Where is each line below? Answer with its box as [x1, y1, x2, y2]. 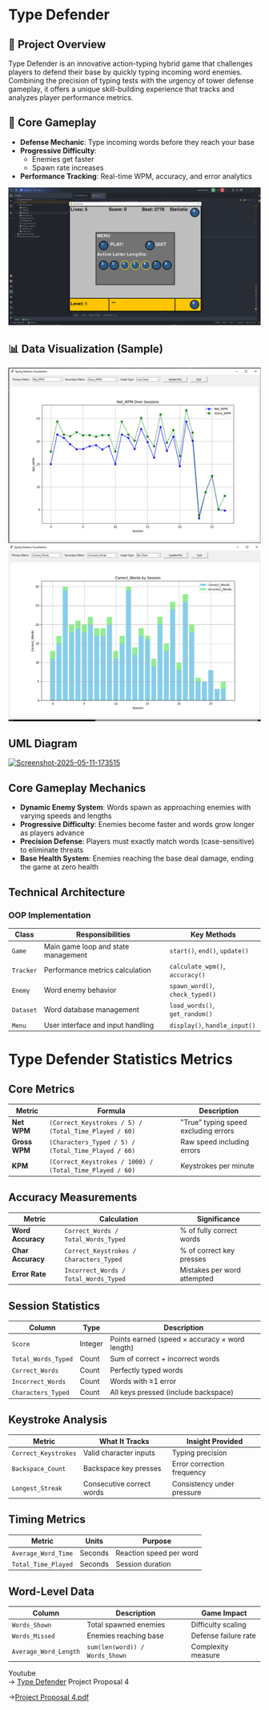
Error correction [171, 1459, 225, 1469]
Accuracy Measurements [8, 1191, 138, 1204]
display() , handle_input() [169, 1020, 256, 1030]
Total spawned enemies [86, 1619, 166, 1629]
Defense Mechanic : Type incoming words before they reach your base [19, 137, 255, 147]
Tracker [11, 967, 38, 975]
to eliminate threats [19, 845, 84, 855]
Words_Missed [11, 1632, 55, 1640]
